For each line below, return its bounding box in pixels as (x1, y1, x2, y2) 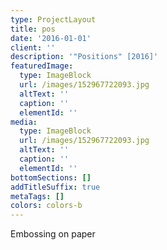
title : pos (10, 24, 56, 34)
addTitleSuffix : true (10, 182, 101, 192)
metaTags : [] (10, 191, 65, 201)
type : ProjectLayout (10, 14, 97, 25)
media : (10, 117, 38, 127)
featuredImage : (10, 61, 74, 71)
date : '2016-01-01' (10, 33, 92, 43)
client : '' (10, 42, 56, 53)
